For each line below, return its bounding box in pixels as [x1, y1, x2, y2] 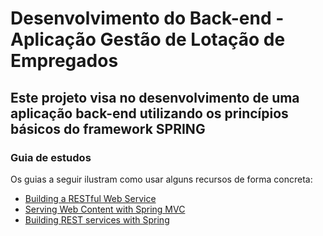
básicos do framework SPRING [10, 120, 206, 137]
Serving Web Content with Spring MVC [24, 203, 186, 215]
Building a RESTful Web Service [24, 192, 157, 204]
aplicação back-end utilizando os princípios [10, 105, 289, 122]
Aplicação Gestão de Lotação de [10, 28, 286, 51]
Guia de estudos [10, 150, 92, 164]
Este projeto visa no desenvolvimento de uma [10, 89, 300, 106]
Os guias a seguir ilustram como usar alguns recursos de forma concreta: [10, 173, 313, 185]
